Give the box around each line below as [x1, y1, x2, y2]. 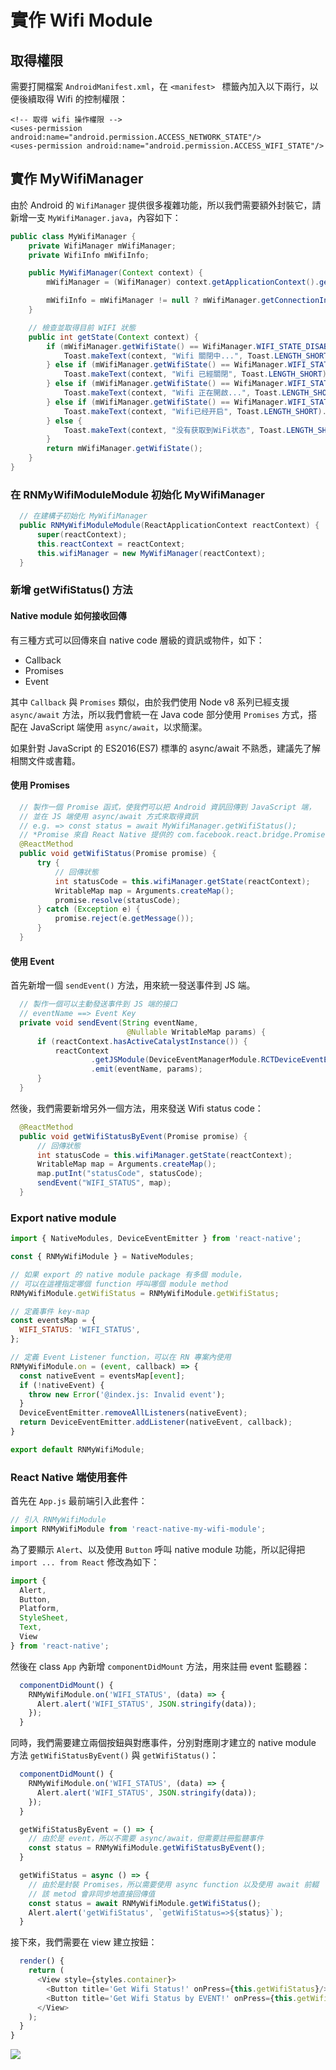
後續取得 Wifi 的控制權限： [18, 93, 128, 105]
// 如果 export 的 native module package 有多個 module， [10, 1269, 247, 1280]
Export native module [10, 1211, 117, 1225]
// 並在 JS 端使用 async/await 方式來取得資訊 [19, 811, 199, 821]
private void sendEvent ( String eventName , [19, 1017, 199, 1028]
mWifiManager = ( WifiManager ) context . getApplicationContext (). [46, 277, 320, 288]
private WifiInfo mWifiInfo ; [28, 250, 150, 260]
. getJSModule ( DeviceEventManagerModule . [90, 1055, 262, 1065]
